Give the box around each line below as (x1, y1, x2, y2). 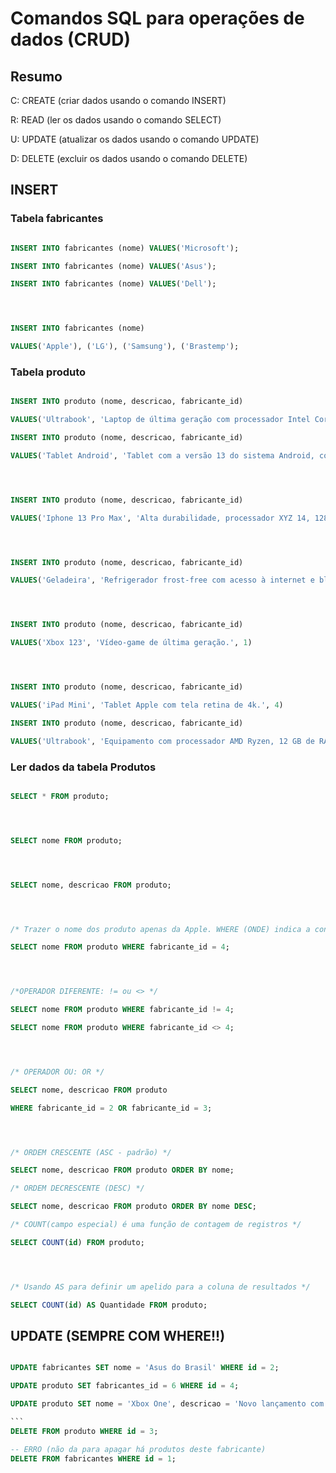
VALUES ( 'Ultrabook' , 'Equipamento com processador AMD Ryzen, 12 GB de (10, 736, 315, 746)
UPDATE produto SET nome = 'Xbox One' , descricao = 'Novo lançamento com (10, 1399, 325, 1409)
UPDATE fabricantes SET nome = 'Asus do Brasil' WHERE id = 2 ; (10, 1363, 280, 1373)
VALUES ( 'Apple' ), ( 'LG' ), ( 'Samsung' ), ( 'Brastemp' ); (10, 342, 240, 352)
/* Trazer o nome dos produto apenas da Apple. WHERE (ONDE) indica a (10, 924, 311, 934)
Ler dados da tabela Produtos (10, 760, 157, 774)
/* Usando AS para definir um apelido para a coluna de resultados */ (10, 1282, 311, 1292)
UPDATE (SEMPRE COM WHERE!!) (10, 1327, 226, 1344)
